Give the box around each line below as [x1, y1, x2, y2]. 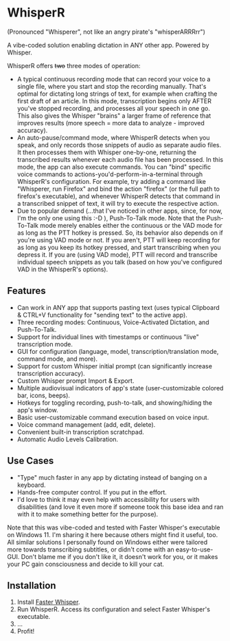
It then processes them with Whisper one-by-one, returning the [16, 148, 197, 156]
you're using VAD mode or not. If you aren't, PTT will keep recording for [16, 235, 220, 244]
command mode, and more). [16, 355, 98, 363]
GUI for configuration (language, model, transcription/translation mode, [16, 347, 219, 355]
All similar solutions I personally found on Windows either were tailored [7, 538, 208, 546]
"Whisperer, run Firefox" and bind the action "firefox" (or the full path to [16, 185, 220, 193]
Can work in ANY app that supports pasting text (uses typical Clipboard [16, 303, 220, 311]
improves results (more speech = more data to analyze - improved [16, 118, 205, 127]
